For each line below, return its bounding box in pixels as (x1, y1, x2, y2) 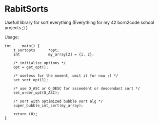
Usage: (4, 34, 19, 40)
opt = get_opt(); (13, 65, 49, 70)
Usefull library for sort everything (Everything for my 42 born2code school (4, 19, 155, 25)
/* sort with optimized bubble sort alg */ (13, 99, 103, 104)
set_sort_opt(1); (13, 77, 49, 82)
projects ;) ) (4, 24, 28, 30)
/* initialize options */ (13, 60, 66, 65)
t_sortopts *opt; (13, 48, 60, 53)
